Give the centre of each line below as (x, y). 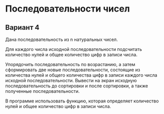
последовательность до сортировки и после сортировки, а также (77, 86)
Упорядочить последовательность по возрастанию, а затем (70, 64)
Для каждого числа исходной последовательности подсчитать (74, 49)
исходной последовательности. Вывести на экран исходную (71, 80)
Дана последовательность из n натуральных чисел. (61, 39)
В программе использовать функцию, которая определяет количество (82, 101)
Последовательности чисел (68, 9)
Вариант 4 (22, 27)
